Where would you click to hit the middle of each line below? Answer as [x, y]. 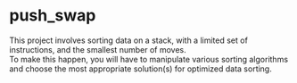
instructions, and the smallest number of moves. [98, 49]
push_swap [53, 16]
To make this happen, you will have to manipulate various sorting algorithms [148, 59]
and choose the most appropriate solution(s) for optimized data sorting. [140, 69]
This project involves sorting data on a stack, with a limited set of [128, 40]
